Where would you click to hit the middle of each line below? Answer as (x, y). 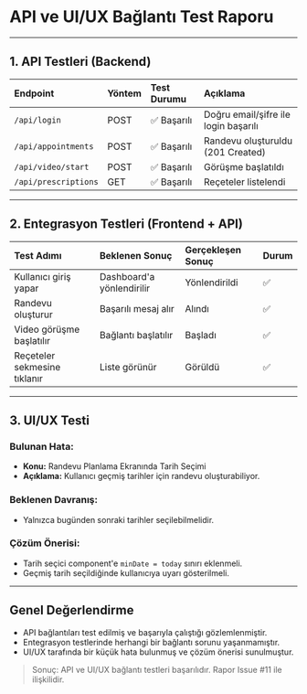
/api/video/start (52, 167)
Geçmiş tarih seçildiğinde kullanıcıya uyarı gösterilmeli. (126, 572)
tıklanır (29, 379)
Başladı (201, 335)
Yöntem (124, 93)
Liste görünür (128, 367)
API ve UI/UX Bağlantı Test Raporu (142, 17)
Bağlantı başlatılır (136, 335)
